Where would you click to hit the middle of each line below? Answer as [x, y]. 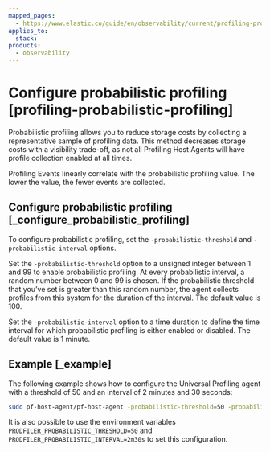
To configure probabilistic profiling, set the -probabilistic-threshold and [130, 239]
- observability [43, 53]
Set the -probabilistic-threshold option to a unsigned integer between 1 [130, 263]
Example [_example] [60, 364]
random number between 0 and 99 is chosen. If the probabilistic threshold [131, 280]
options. [103, 248]
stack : [27, 38]
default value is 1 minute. [49, 339]
